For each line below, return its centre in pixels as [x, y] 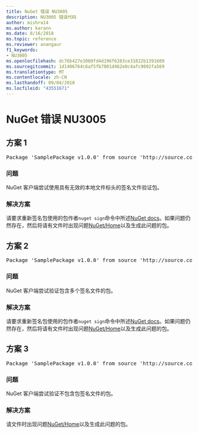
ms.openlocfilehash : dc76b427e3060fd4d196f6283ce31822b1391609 [85, 61]
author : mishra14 [27, 22]
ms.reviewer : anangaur [34, 45]
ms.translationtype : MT [35, 72]
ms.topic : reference [32, 39]
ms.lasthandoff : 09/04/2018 [41, 83]
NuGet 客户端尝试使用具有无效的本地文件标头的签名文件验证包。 [84, 188]
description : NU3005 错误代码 [41, 17]
